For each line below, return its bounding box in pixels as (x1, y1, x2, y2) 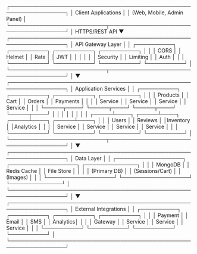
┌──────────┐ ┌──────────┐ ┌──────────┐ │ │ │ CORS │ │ (6, 47, 182, 54)
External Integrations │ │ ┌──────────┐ (75, 206, 182, 212)
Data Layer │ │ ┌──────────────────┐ (75, 155, 186, 162)
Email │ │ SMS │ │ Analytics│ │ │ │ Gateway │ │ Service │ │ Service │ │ (6, 218, 185, 225)
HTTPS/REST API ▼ (75, 28, 124, 35)
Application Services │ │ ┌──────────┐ (75, 85, 182, 92)
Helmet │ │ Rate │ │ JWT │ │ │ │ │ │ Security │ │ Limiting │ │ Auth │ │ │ (6, 54, 186, 60)
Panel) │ (6, 16, 27, 22)
